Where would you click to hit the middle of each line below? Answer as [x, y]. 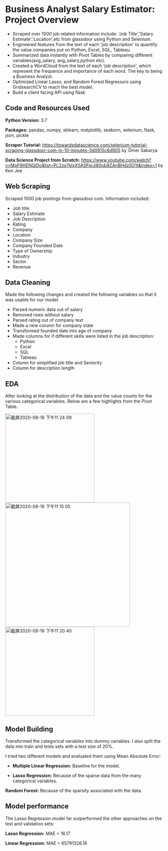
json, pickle [17, 135]
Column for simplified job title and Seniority [57, 363]
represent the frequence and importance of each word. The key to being [87, 71]
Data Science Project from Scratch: [43, 160]
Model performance [37, 806]
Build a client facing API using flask [49, 92]
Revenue [22, 267]
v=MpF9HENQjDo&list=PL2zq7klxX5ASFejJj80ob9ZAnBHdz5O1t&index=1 [81, 165]
